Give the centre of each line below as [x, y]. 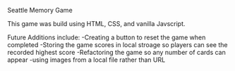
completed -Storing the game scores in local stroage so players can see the [117, 45]
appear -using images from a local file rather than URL [86, 60]
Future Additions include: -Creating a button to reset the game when [107, 37]
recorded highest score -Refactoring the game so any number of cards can [116, 52]
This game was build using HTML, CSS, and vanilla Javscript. [96, 24]
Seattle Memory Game [40, 10]
